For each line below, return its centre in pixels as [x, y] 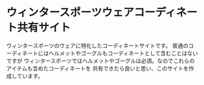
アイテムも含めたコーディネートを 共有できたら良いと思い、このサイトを [98, 68]
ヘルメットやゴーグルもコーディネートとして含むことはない [123, 53]
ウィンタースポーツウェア [70, 12]
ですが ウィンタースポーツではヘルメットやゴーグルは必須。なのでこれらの [100, 61]
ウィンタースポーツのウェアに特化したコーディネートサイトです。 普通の [97, 46]
